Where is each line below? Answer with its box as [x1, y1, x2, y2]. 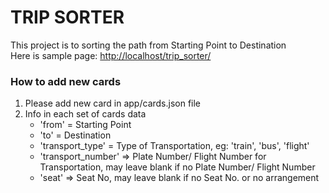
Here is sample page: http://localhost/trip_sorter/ [10, 49, 212, 61]
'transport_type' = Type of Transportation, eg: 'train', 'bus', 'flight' [39, 140, 310, 152]
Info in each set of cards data [24, 108, 147, 120]
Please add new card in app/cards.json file [24, 97, 202, 110]
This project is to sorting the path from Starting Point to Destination [10, 39, 287, 51]
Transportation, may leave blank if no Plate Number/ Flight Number [39, 161, 316, 173]
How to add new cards [10, 74, 122, 88]
